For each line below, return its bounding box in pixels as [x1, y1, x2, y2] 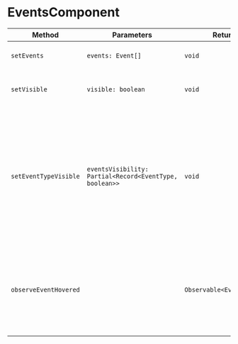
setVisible [11, 85, 47, 93]
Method [31, 30, 59, 40]
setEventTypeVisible [11, 172, 80, 180]
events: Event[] [86, 51, 142, 60]
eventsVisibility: [86, 165, 149, 173]
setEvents [11, 51, 44, 60]
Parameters [112, 30, 152, 40]
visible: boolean [86, 85, 145, 93]
